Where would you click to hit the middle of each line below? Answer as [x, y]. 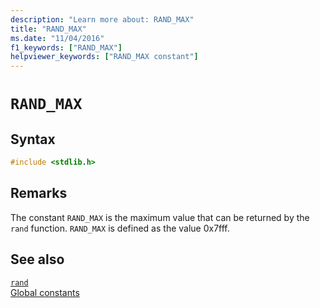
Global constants [45, 292]
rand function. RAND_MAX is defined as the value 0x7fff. [120, 228]
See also [37, 259]
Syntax [33, 139]
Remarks [39, 193]
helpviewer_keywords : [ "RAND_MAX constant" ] [104, 57]
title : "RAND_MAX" [48, 29]
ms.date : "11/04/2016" [57, 38]
